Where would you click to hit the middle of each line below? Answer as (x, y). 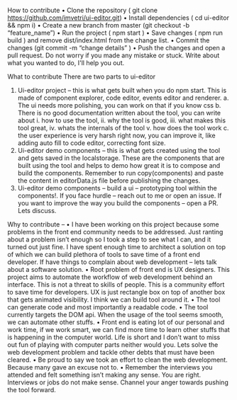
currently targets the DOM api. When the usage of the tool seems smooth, (115, 315)
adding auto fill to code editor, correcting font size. (92, 143)
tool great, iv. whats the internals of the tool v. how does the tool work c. (123, 128)
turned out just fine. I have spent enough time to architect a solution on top (116, 247)
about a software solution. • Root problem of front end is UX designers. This (119, 269)
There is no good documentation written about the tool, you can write (119, 113)
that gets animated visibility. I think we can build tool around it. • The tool (114, 299)
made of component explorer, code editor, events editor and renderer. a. (123, 98)
